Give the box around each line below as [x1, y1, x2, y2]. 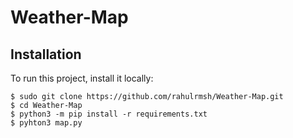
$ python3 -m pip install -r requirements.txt [10, 109, 208, 119]
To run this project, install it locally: [10, 72, 154, 84]
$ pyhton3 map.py [10, 118, 83, 128]
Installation [10, 46, 82, 63]
